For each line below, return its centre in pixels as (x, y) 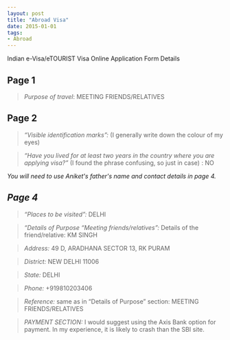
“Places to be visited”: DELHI (65, 214)
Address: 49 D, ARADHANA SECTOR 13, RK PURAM (97, 248)
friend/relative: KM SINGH (61, 235)
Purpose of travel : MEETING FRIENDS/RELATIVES (94, 96)
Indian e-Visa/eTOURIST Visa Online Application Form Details (94, 58)
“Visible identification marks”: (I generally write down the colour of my (123, 135)
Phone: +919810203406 (58, 288)
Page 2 (22, 118)
